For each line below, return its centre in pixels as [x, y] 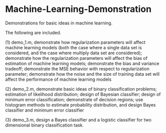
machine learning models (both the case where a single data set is [73, 47]
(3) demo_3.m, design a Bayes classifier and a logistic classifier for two [78, 120]
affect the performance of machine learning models [58, 79]
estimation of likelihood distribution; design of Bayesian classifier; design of [83, 94]
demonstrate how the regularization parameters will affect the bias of [76, 58]
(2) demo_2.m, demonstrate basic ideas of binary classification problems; [81, 89]
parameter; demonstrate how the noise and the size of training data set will [82, 74]
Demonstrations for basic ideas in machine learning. [59, 23]
